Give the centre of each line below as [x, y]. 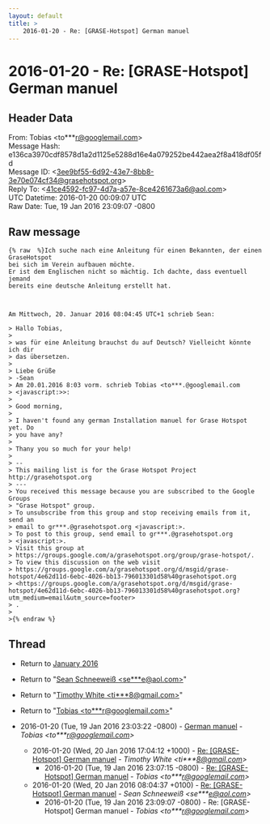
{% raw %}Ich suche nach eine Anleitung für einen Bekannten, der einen [135, 251]
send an [21, 520]
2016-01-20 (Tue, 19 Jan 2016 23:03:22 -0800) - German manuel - [131, 726]
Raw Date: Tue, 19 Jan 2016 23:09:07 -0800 [82, 207]
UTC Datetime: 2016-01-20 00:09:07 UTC [78, 198]
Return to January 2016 [59, 664]
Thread [27, 644]
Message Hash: [34, 146]
